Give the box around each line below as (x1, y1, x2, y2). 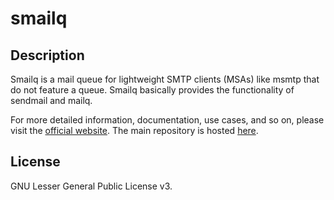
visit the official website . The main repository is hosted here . (10, 125, 259, 136)
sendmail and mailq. (10, 95, 93, 106)
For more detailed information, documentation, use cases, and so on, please (10, 114, 325, 126)
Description (10, 47, 85, 64)
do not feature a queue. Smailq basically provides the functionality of (10, 84, 295, 96)
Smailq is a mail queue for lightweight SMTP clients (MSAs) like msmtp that (10, 73, 320, 85)
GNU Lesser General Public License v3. (10, 180, 173, 192)
